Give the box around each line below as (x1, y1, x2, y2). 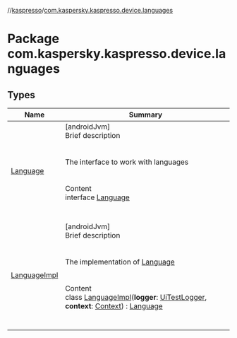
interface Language (64, 192, 130, 202)
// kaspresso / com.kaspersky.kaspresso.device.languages (7, 6, 174, 14)
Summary (128, 110, 163, 120)
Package (7, 31, 60, 47)
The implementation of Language (64, 257, 175, 267)
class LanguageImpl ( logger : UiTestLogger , (64, 293, 207, 302)
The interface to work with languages (64, 157, 189, 167)
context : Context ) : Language (64, 301, 164, 310)
